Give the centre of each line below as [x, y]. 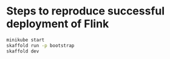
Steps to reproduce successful [86, 11]
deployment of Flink [58, 24]
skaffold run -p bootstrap [40, 45]
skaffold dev [23, 51]
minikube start [25, 40]
